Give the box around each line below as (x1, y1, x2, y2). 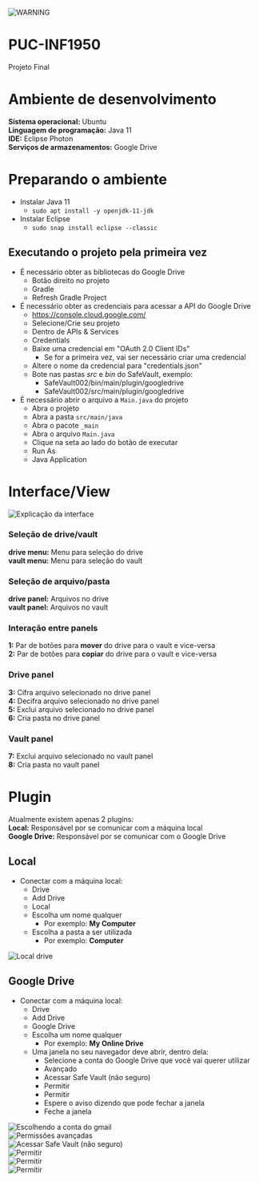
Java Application (31, 454, 88, 464)
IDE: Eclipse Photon (8, 133, 74, 144)
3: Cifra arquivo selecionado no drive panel (8, 687, 151, 697)
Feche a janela (43, 1107, 92, 1116)
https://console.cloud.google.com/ (31, 310, 146, 319)
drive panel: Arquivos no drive (8, 594, 110, 604)
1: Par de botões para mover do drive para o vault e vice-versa (8, 641, 216, 650)
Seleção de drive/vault (8, 529, 98, 540)
